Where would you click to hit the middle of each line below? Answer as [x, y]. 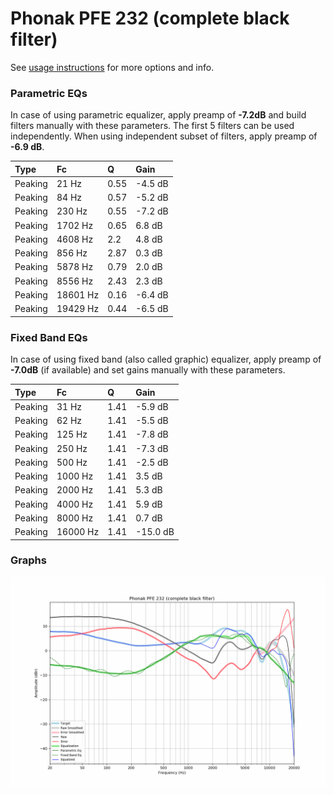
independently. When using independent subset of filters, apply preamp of [164, 136]
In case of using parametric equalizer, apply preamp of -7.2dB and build [158, 115]
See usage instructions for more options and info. [112, 67]
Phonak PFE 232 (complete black [150, 18]
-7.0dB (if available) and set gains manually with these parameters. [148, 370]
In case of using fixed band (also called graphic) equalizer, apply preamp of [166, 359]
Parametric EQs [49, 93]
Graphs [28, 560]
